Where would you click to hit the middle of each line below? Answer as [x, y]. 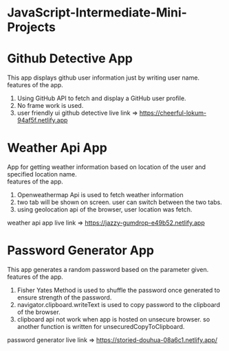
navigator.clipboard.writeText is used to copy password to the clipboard [119, 305]
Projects [32, 27]
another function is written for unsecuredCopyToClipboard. [101, 327]
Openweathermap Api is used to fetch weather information [100, 195]
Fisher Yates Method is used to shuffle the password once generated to [118, 290]
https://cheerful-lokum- [173, 113]
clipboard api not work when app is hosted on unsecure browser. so [113, 319]
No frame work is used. [50, 106]
